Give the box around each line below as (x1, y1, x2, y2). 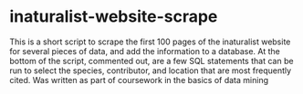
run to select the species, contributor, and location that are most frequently (9, 65, 292, 76)
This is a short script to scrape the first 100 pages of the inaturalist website (9, 36, 291, 47)
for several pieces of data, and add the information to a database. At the (9, 45, 281, 56)
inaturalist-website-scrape (9, 6, 218, 27)
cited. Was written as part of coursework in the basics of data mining (9, 74, 269, 85)
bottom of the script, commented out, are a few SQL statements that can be (9, 55, 294, 66)
